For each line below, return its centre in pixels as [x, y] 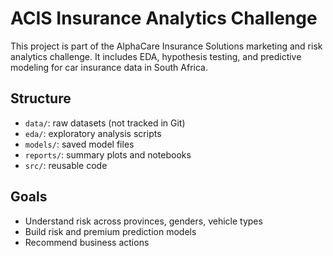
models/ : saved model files [79, 144]
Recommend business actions [87, 242]
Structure [41, 98]
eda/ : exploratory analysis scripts [93, 133]
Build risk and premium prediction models [110, 231]
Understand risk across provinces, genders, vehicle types [143, 221]
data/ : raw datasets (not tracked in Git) [105, 123]
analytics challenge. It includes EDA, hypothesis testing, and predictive [156, 56]
